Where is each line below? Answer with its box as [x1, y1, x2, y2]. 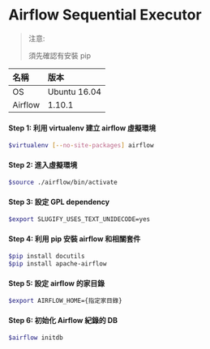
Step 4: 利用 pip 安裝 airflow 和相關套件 [8, 233, 141, 244]
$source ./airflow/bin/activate [8, 178, 118, 187]
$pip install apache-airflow [8, 260, 107, 268]
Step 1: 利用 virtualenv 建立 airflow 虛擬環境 [8, 123, 156, 133]
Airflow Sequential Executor [8, 6, 202, 24]
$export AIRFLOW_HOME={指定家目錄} [8, 297, 123, 305]
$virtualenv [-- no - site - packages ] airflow [8, 142, 154, 150]
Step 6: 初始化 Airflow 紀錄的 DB [8, 315, 118, 325]
